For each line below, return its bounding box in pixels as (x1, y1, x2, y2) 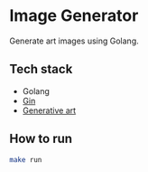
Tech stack (9, 62, 73, 77)
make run (9, 155, 42, 164)
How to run (9, 131, 73, 147)
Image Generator (9, 5, 139, 26)
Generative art (22, 105, 77, 116)
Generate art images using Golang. (9, 35, 140, 46)
